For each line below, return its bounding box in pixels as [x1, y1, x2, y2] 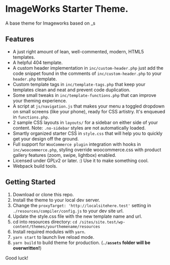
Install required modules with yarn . [12, 229, 86, 235]
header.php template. [12, 75, 57, 82]
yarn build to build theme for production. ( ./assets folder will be [12, 239, 151, 246]
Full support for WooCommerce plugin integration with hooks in [12, 141, 141, 147]
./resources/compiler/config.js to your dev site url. [12, 208, 124, 214]
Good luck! [5, 255, 29, 261]
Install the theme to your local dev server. [12, 197, 100, 203]
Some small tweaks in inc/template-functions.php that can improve [12, 92, 157, 98]
